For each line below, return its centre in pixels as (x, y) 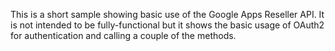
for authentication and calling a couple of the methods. (123, 35)
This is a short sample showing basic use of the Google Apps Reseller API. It (167, 14)
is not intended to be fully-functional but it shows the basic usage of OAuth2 (167, 25)
